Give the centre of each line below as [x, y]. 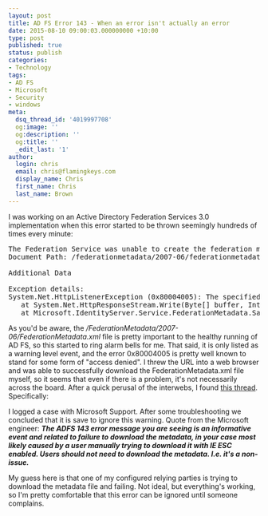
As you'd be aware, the [46, 327]
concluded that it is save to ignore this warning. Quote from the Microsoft [128, 419]
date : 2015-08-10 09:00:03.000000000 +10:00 [83, 30]
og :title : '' [37, 142]
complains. [26, 503]
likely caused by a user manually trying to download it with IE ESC [120, 445]
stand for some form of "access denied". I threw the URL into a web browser [134, 362]
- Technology [30, 68]
